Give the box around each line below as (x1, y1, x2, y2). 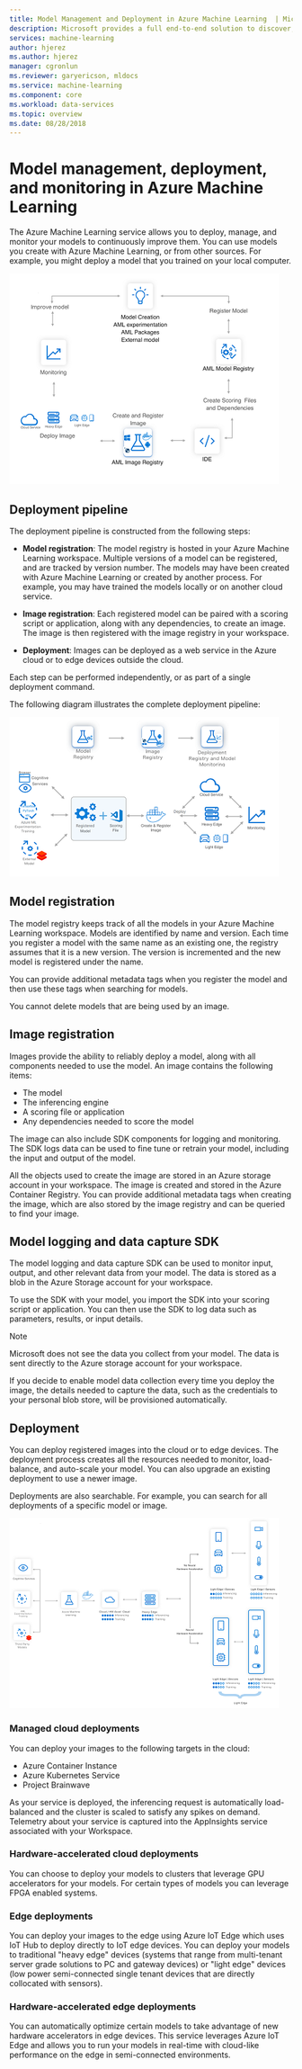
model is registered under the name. (9, 956, 144, 967)
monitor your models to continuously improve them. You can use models (9, 237, 278, 247)
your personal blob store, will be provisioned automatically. (9, 1394, 227, 1405)
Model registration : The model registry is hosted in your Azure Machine (22, 543, 289, 553)
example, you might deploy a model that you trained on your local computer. (9, 255, 292, 266)
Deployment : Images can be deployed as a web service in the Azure (22, 645, 277, 656)
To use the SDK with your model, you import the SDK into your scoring (9, 1294, 270, 1305)
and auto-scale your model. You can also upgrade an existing (43, 1464, 271, 1474)
